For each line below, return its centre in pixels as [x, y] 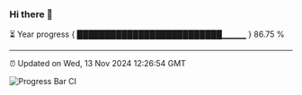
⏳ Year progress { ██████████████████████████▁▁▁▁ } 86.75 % [147, 34]
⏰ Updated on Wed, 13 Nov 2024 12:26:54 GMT [98, 64]
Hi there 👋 [31, 14]
